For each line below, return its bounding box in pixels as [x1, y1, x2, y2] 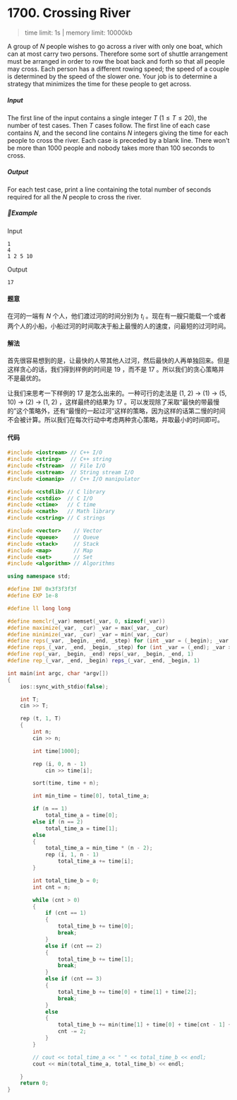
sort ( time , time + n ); [32, 780, 99, 787]
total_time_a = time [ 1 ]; [44, 825, 119, 832]
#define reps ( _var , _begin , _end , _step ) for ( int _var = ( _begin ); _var [7, 638, 229, 645]
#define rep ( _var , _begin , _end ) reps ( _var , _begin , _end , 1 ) [7, 650, 194, 658]
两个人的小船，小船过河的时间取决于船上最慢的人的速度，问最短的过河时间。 [7, 322, 230, 330]
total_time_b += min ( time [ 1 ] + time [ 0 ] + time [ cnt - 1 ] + [57, 1022, 232, 1029]
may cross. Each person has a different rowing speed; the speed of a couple [7, 64, 229, 73]
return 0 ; [20, 1079, 49, 1087]
